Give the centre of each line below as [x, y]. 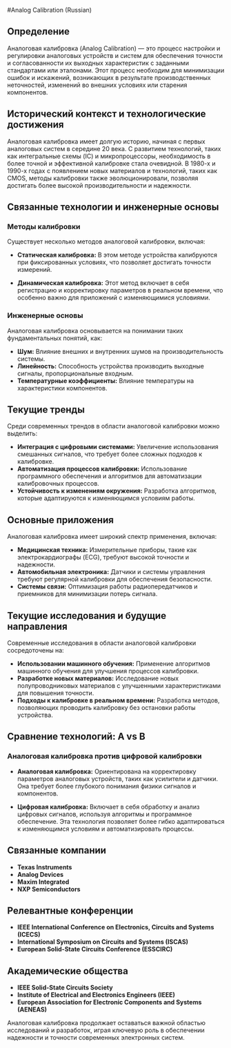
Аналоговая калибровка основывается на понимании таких [95, 330]
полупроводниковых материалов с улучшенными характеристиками [119, 686]
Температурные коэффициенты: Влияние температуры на [106, 380]
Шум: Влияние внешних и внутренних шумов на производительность [120, 351]
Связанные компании [57, 850]
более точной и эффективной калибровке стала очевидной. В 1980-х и [111, 163]
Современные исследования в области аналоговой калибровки [102, 643]
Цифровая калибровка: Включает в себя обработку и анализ [108, 807]
